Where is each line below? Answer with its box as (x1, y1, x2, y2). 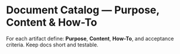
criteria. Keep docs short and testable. (6, 41, 99, 48)
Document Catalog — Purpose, (6, 3, 160, 17)
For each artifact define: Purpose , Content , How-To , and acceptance (6, 35, 174, 42)
